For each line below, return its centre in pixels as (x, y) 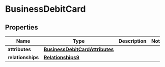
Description (133, 41)
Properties (22, 27)
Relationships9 (61, 57)
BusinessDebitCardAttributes (79, 49)
